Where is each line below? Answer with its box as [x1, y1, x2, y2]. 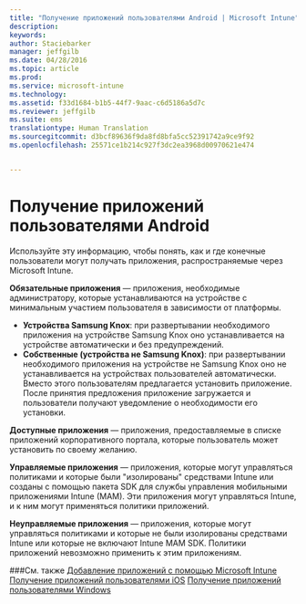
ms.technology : [9, 89, 67, 99]
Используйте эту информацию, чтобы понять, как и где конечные [9, 245, 266, 256]
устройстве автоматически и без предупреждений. [22, 338, 225, 349]
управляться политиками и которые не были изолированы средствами [9, 527, 288, 538]
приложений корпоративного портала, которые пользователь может [9, 434, 279, 445]
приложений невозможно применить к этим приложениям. [9, 547, 242, 557]
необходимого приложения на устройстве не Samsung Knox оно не [22, 358, 287, 370]
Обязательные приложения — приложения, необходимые [9, 282, 240, 293]
